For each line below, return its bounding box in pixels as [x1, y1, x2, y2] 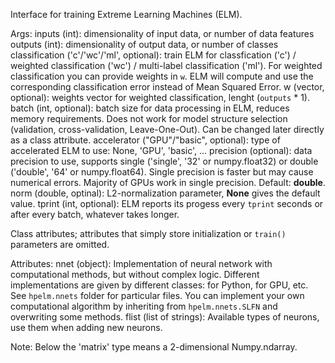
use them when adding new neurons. [10, 322, 163, 333]
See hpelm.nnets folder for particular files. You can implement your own [10, 290, 305, 301]
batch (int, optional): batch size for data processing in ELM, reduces [10, 102, 290, 114]
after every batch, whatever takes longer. [10, 209, 180, 220]
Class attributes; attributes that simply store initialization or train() [10, 228, 287, 239]
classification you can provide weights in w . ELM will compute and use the [10, 70, 314, 82]
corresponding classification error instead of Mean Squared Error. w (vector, [10, 81, 325, 93]
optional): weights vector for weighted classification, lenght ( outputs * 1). [10, 92, 311, 103]
